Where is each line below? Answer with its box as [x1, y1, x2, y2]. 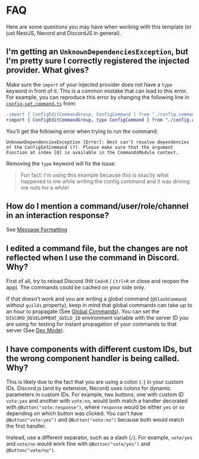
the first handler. [6, 422, 46, 429]
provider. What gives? [6, 65, 89, 75]
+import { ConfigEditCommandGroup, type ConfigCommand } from [6, 117, 163, 123]
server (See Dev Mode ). [6, 327, 65, 334]
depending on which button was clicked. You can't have [6, 410, 143, 417]
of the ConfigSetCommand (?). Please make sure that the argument [6, 144, 174, 150]
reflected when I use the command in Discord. [6, 253, 179, 263]
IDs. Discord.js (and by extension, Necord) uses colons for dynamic [6, 384, 171, 391]
